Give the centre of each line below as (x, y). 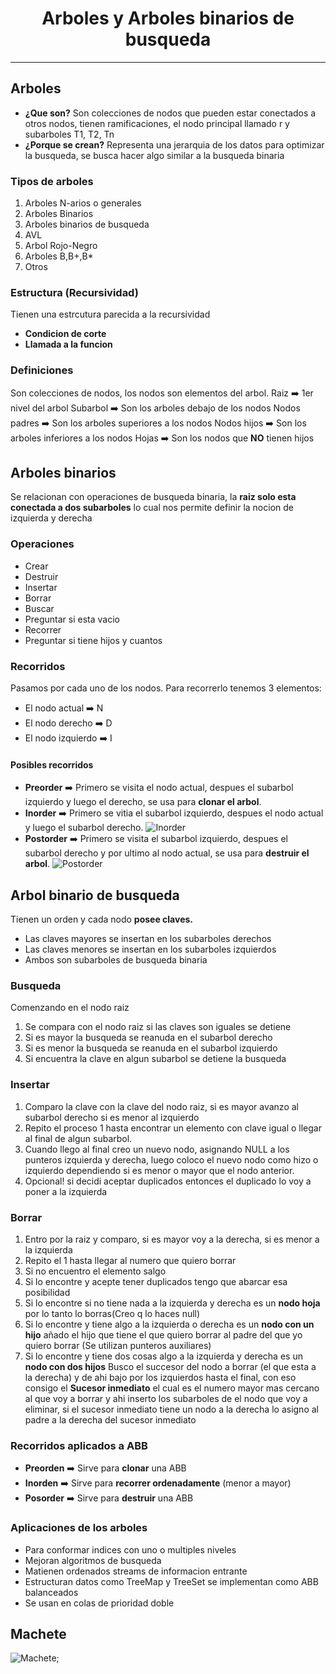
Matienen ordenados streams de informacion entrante (136, 1571)
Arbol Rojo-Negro (61, 246)
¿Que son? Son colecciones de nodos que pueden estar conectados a (170, 113)
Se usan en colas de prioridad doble (99, 1603)
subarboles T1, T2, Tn (69, 134)
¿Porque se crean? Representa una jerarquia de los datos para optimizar (174, 144)
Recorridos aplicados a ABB (79, 1445)
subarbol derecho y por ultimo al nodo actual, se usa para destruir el (167, 853)
